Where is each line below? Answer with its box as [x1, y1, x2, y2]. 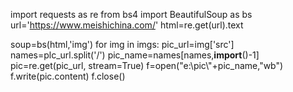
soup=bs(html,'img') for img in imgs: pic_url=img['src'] [10, 39, 235, 50]
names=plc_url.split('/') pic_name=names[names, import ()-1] [10, 49, 260, 61]
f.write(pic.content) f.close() [10, 70, 126, 82]
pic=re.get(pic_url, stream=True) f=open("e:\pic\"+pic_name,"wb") [10, 60, 284, 71]
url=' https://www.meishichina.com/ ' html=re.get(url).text [10, 19, 244, 31]
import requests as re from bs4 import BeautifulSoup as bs [10, 9, 253, 20]
